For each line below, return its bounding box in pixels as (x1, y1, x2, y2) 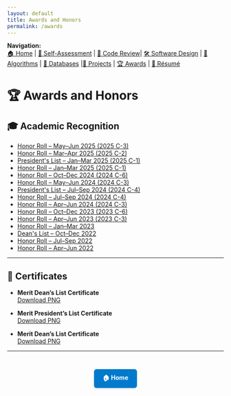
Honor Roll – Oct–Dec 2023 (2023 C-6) (16, 207, 129, 216)
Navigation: (7, 42, 41, 50)
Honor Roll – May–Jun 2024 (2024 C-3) (16, 178, 129, 187)
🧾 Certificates (7, 270, 67, 282)
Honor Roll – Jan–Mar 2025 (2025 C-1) (16, 164, 127, 172)
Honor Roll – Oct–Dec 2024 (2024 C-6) (16, 171, 129, 179)
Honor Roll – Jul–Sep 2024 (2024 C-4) (16, 193, 126, 201)
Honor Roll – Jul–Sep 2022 (16, 237, 93, 245)
